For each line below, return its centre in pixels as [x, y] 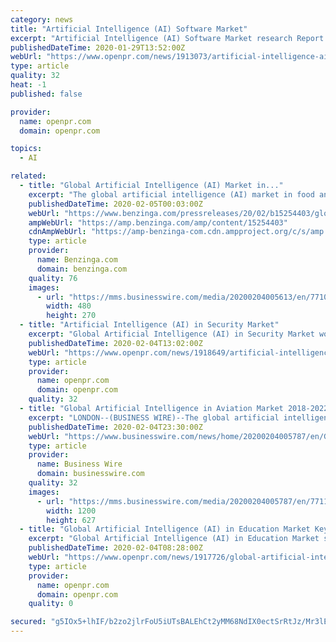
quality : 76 [53, 278]
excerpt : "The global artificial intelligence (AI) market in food [171, 194]
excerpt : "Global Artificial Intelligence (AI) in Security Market [171, 334]
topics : [26, 149]
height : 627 [71, 520]
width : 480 [69, 306]
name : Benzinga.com [77, 260]
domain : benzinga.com [82, 269]
